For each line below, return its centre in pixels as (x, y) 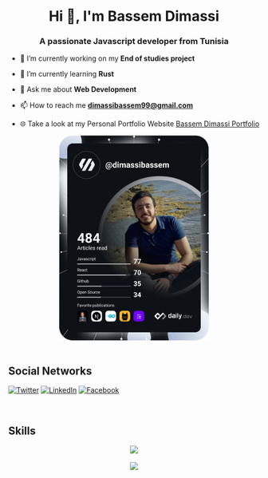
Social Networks (50, 371)
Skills (22, 431)
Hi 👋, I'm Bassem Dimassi (134, 16)
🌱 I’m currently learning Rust (67, 74)
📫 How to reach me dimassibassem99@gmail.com (106, 105)
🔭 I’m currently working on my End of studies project (107, 58)
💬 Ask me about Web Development (78, 89)
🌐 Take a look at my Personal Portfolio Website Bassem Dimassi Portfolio (140, 124)
